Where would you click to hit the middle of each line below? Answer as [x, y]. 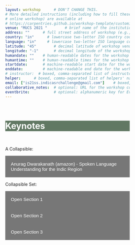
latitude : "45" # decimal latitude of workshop [63, 46]
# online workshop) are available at [44, 19]
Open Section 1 [27, 199]
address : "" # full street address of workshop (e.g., [68, 32]
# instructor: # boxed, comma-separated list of [57, 74]
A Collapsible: [19, 149]
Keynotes [25, 126]
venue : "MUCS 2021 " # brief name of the [56, 28]
